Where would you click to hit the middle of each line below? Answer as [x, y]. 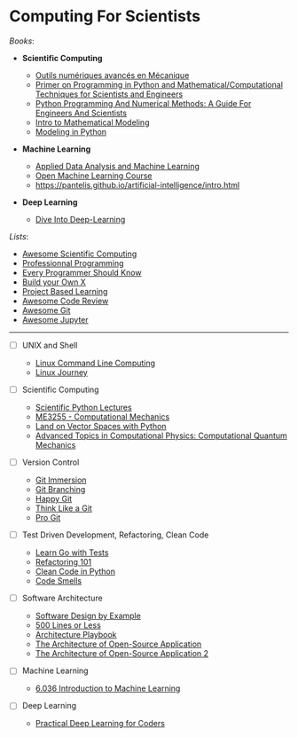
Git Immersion [61, 480]
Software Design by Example [88, 616]
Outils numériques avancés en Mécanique [112, 75]
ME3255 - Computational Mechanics [102, 417]
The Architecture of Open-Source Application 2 [122, 654]
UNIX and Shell [50, 345]
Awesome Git [46, 310]
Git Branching [60, 490]
